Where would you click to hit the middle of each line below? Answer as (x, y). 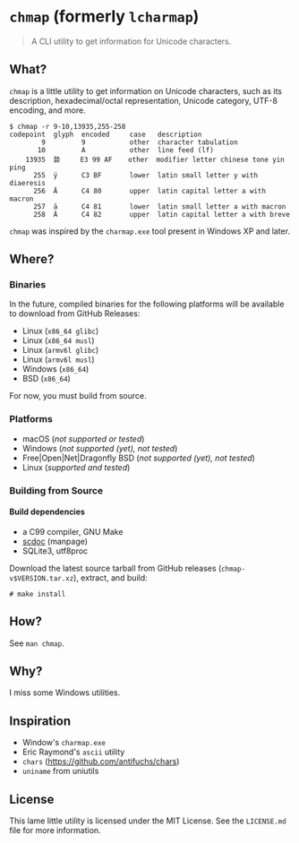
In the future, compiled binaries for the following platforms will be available (147, 304)
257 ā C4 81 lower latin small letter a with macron (159, 206)
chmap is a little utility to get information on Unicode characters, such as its (145, 90)
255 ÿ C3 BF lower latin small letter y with (145, 175)
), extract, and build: (110, 577)
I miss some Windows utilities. (65, 692)
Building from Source (56, 490)
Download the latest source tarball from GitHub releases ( (115, 568)
